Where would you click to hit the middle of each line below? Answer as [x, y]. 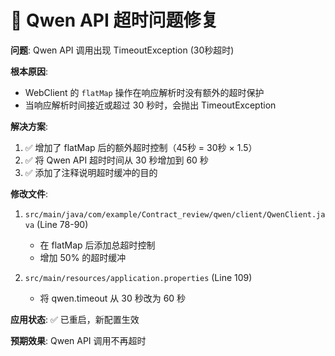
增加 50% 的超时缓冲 [83, 257]
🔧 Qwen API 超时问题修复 [114, 20]
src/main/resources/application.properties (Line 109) [138, 277]
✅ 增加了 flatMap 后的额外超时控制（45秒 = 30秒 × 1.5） [141, 147]
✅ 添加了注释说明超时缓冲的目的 [91, 172]
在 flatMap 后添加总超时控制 [97, 245]
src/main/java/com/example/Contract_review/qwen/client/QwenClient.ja [175, 214]
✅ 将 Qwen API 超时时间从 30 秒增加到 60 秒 [116, 160]
